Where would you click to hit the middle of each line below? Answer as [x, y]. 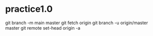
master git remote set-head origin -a [43, 28]
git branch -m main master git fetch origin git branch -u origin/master [77, 23]
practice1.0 [29, 9]
